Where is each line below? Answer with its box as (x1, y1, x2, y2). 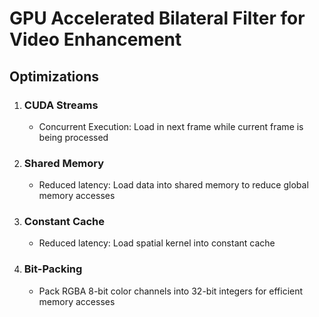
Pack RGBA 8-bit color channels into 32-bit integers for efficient (38, 285, 304, 297)
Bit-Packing (23, 262, 83, 276)
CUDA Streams (23, 98, 99, 112)
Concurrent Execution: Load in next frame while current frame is (38, 120, 304, 132)
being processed (38, 131, 109, 143)
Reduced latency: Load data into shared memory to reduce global (38, 179, 309, 191)
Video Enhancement (9, 28, 182, 51)
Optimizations (9, 68, 99, 85)
